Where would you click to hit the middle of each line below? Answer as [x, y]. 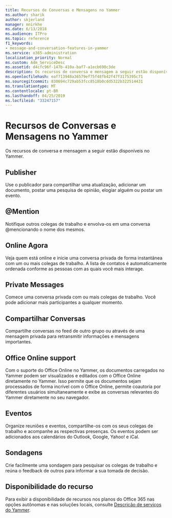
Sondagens [24, 453]
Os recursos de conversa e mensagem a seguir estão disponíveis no [78, 151]
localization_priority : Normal [39, 58]
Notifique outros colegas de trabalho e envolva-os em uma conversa [78, 224]
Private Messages [35, 285]
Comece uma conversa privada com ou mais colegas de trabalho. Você [81, 297]
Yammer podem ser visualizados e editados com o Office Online [73, 376]
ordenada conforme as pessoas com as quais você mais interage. [75, 269]
